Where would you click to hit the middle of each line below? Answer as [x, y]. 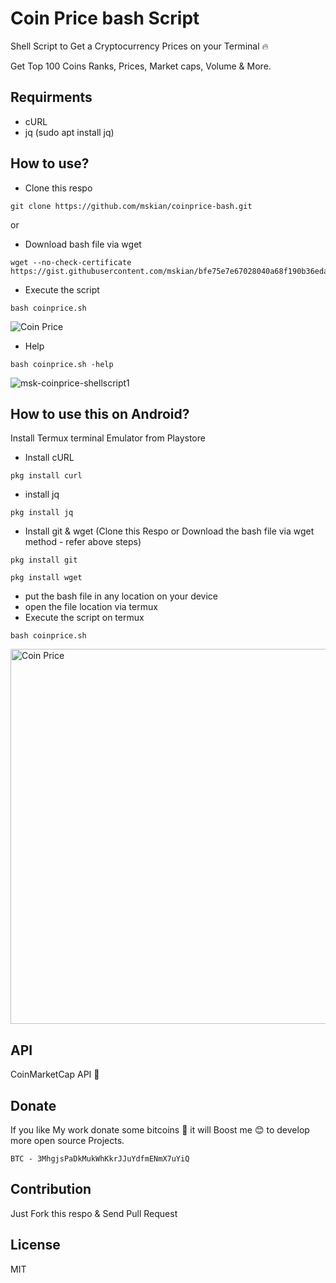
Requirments [51, 97]
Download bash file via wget [83, 244]
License [35, 1245]
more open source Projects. [67, 1140]
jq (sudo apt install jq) [69, 132]
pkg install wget [46, 578]
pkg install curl [46, 476]
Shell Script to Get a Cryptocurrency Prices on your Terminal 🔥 [139, 46]
